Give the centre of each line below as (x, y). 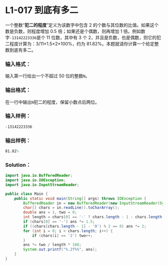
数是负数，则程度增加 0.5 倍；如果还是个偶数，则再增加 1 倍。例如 (73, 31)
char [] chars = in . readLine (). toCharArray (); (71, 208)
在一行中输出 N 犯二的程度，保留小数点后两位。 (52, 102)
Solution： (18, 165)
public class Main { (27, 194)
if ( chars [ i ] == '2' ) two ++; (62, 236)
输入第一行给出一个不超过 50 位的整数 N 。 (47, 76)
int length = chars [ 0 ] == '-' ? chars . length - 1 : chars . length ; (94, 217)
